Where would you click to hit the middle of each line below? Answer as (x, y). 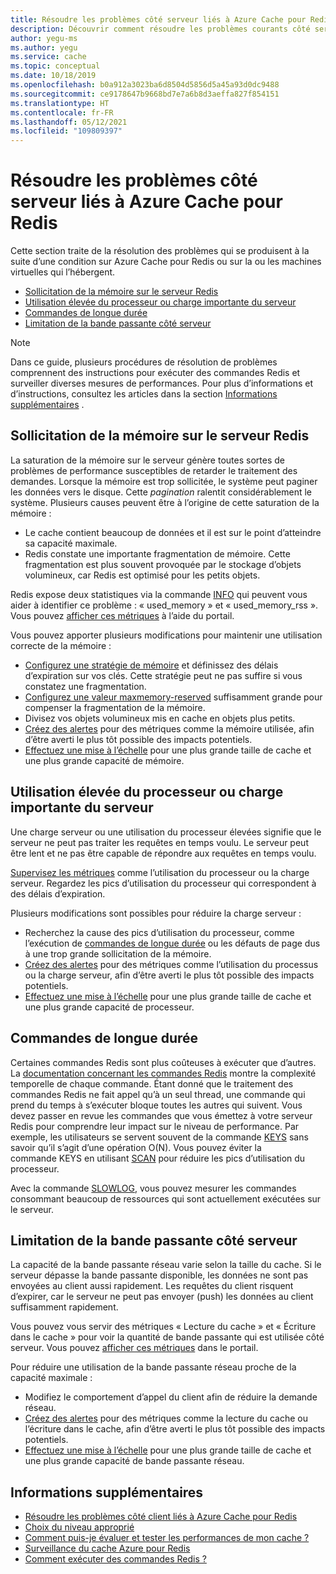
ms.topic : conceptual (55, 66)
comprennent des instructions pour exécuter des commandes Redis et (155, 373)
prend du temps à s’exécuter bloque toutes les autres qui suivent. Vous (156, 1105)
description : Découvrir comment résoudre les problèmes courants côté (160, 29)
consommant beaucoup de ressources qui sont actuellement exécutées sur (166, 1198)
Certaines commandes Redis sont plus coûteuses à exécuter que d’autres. (163, 1062)
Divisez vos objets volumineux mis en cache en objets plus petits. (160, 718)
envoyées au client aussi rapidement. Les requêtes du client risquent (152, 1286)
